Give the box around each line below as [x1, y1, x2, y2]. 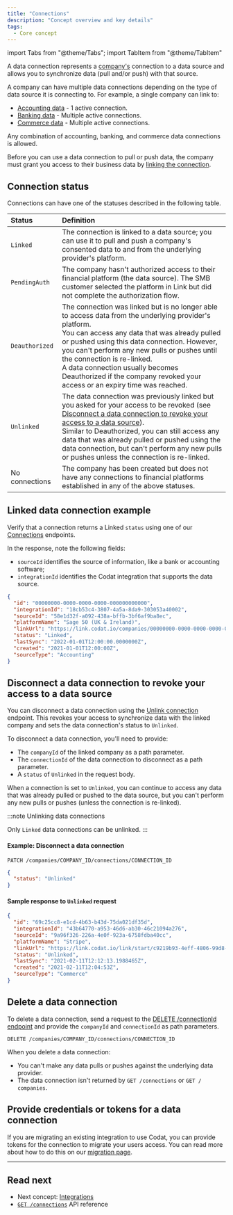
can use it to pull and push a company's [62, 236, 191, 246]
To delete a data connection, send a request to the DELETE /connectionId [7, 1015, 217, 1023]
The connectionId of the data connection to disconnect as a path [17, 755, 203, 764]
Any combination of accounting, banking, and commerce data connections [7, 132, 221, 140]
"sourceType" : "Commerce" [13, 971, 89, 978]
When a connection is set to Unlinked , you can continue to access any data [7, 784, 222, 792]
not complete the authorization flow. [62, 291, 180, 300]
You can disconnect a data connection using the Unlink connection [7, 707, 199, 715]
